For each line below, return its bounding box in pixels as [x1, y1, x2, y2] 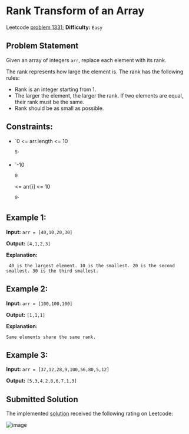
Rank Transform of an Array [6, 4, 145, 18]
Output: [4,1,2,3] [6, 239, 51, 247]
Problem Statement [6, 41, 79, 51]
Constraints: [6, 122, 53, 132]
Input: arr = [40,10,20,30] [6, 228, 72, 235]
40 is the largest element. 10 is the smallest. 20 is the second [8, 263, 175, 268]
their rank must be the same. [14, 98, 85, 105]
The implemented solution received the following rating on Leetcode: [6, 410, 174, 417]
